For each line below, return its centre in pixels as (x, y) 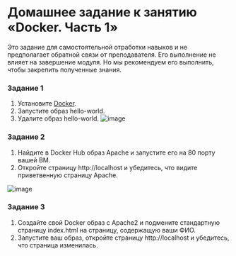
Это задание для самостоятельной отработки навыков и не (98, 47)
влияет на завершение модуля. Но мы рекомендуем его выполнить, (111, 62)
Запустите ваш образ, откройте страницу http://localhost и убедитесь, (123, 238)
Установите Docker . (47, 104)
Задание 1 (25, 88)
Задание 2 (26, 137)
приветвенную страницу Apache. (68, 175)
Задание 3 (26, 207)
